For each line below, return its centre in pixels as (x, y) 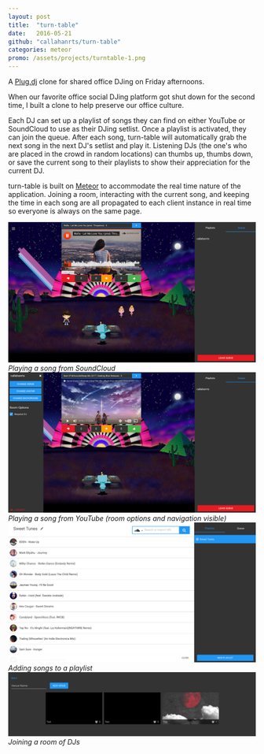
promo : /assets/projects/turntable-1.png (77, 58)
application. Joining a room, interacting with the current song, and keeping (129, 194)
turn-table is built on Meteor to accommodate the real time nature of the (125, 186)
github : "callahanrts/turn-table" (65, 42)
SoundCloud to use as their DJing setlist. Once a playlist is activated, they (127, 129)
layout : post (29, 17)
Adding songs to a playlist (50, 668)
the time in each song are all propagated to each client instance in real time (130, 202)
